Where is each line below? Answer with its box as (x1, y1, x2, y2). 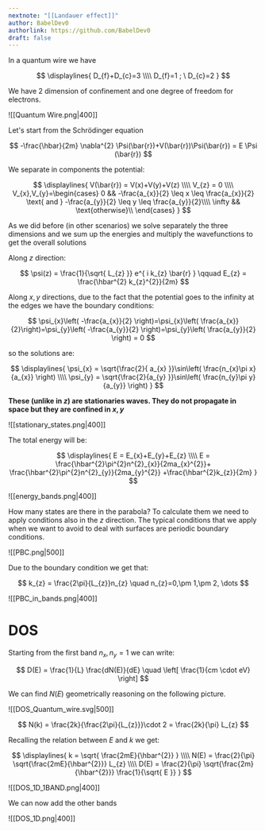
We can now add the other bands (8, 798, 117, 807)
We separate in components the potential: (8, 164, 145, 175)
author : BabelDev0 (8, 19, 69, 27)
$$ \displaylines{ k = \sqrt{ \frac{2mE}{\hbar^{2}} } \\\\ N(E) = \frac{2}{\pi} (11, 750, 255, 759)
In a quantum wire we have (8, 56, 97, 65)
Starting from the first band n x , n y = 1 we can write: (8, 648, 175, 659)
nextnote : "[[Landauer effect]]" (8, 11, 119, 20)
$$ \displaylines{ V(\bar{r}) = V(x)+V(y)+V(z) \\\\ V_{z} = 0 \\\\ (33, 180, 234, 190)
